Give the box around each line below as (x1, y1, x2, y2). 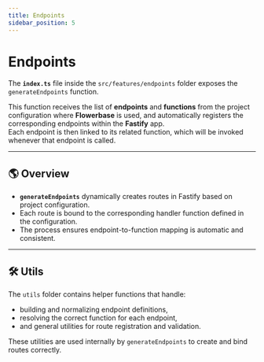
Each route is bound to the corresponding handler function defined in (19, 209, 244, 218)
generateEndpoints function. (8, 87, 100, 97)
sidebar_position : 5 (8, 19, 76, 27)
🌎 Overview (8, 167, 70, 180)
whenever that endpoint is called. (8, 135, 116, 146)
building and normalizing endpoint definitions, (19, 305, 168, 315)
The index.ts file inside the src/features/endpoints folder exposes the (8, 79, 238, 88)
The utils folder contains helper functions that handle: (8, 290, 186, 299)
